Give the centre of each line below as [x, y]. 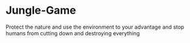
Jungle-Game [41, 10]
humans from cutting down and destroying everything [73, 33]
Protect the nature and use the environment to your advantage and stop [95, 27]
